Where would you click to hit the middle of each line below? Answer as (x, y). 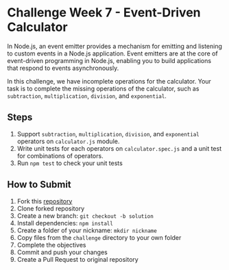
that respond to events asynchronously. (63, 68)
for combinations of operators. (60, 156)
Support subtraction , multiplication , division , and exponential (108, 134)
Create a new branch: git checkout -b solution (85, 216)
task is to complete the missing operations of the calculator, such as (103, 88)
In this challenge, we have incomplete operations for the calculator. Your (109, 81)
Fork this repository (45, 201)
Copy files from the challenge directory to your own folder (99, 237)
